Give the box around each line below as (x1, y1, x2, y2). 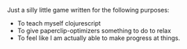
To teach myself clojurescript (17, 19, 101, 27)
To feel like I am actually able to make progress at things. (17, 34, 181, 42)
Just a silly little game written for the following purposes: (7, 6, 170, 14)
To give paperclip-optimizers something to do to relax (17, 27, 172, 35)
